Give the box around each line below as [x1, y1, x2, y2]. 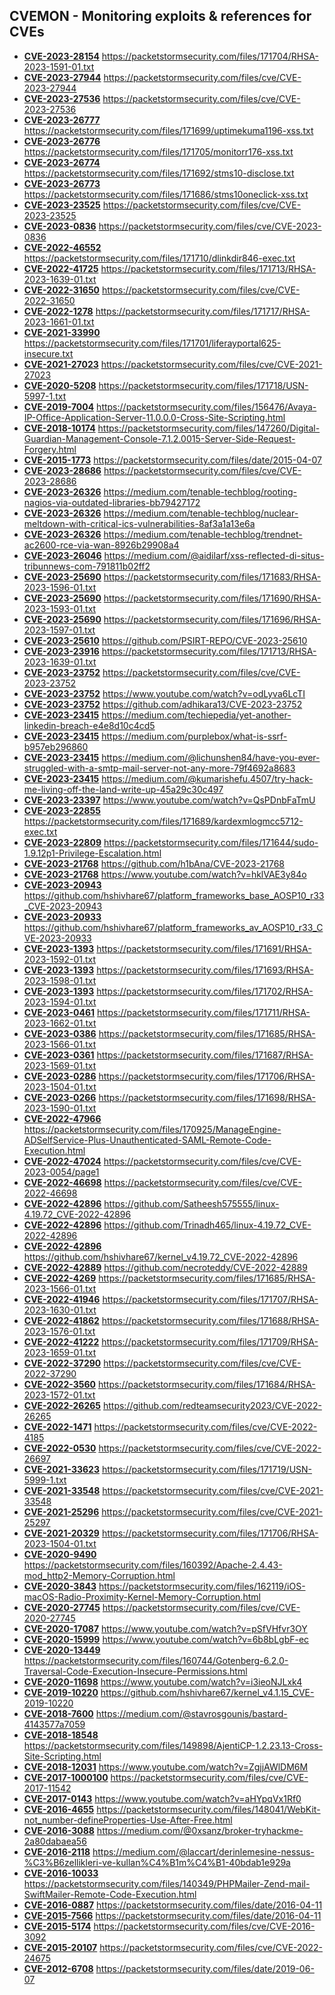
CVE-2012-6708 [23, 1962, 94, 1974]
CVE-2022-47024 [23, 1155, 102, 1167]
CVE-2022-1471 [23, 1420, 92, 1433]
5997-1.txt [23, 390, 67, 402]
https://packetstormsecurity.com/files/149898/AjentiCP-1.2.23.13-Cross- [23, 1739, 324, 1751]
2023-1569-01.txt [23, 1059, 97, 1071]
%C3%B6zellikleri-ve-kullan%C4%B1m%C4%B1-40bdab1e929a [23, 1856, 291, 1868]
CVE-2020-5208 [23, 379, 97, 391]
